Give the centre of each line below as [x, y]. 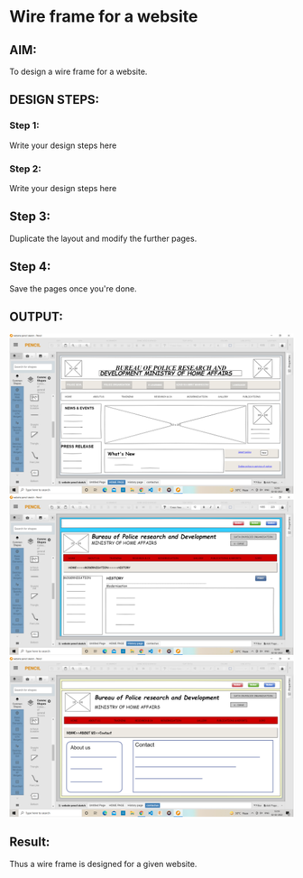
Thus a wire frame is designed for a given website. [103, 864]
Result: [30, 842]
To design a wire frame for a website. [78, 71]
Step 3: [30, 217]
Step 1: [24, 125]
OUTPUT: [36, 317]
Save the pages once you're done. [73, 288]
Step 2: [26, 169]
